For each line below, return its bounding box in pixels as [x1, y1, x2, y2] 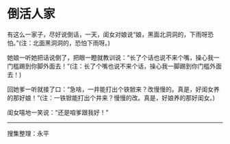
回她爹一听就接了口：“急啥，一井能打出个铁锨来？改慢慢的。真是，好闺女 [7, 85, 214, 93]
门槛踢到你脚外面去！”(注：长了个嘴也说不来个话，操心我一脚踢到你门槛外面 [7, 62, 222, 70]
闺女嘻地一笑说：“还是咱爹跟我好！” [7, 108, 109, 117]
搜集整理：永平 [7, 129, 49, 137]
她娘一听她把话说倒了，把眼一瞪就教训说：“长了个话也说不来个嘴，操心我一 [7, 53, 220, 62]
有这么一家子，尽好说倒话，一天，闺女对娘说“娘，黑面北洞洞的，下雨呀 [7, 30, 208, 38]
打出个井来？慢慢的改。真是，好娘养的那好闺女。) [77, 93, 216, 101]
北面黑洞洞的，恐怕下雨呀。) [33, 38, 111, 47]
